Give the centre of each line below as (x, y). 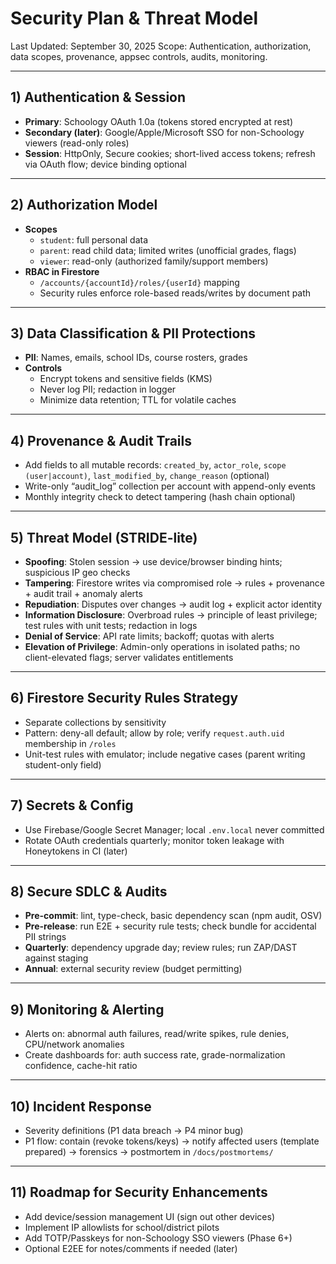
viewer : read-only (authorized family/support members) (154, 261)
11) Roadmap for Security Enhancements (139, 1192)
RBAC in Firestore (62, 271)
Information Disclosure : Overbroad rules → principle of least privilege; (171, 615)
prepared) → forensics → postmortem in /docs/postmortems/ (149, 1152)
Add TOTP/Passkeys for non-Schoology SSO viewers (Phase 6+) (158, 1238)
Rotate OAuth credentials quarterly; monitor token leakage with (154, 840)
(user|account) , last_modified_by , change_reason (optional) (147, 476)
